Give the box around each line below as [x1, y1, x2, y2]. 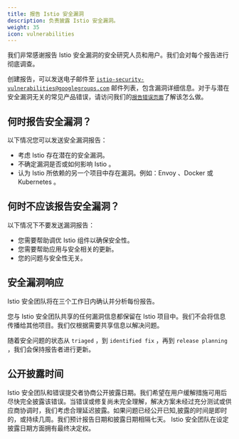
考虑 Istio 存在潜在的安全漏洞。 [17, 151, 109, 160]
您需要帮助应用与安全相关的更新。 [17, 244, 118, 253]
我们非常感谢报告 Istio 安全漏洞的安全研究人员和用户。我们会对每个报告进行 [7, 51, 229, 59]
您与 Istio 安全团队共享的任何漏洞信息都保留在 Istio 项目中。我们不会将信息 [7, 311, 226, 321]
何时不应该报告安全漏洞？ [7, 200, 119, 212]
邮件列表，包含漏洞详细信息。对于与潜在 [111, 83, 230, 93]
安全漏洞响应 [7, 277, 64, 289]
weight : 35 [7, 24, 40, 31]
